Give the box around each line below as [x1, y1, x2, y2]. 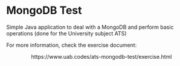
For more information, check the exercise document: [6, 41, 137, 49]
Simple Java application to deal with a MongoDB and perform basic [6, 23, 174, 31]
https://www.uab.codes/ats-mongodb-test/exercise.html [31, 53, 172, 60]
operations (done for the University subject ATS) [6, 29, 127, 37]
